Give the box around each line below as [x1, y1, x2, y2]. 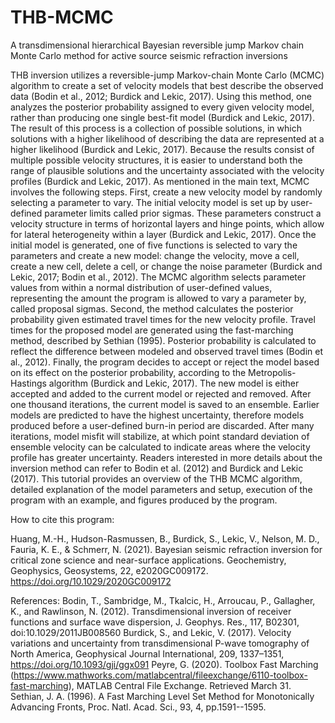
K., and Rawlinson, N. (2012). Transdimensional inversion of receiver [10, 605, 292, 617]
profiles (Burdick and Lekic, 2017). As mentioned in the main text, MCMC [10, 175, 310, 187]
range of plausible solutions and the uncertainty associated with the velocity [10, 164, 325, 176]
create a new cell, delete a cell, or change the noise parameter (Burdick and [10, 260, 323, 272]
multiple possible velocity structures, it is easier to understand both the [10, 154, 303, 166]
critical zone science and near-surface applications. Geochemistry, [10, 554, 287, 566]
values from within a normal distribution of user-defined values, [10, 281, 273, 293]
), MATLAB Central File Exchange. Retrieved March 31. [68, 679, 292, 691]
